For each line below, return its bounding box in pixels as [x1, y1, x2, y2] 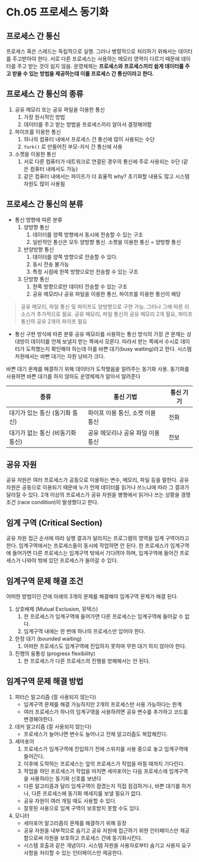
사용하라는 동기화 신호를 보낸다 [30, 775, 102, 782]
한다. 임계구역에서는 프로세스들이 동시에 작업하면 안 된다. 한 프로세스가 [6, 542, 169, 549]
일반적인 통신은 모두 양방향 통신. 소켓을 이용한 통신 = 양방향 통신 [32, 238, 181, 245]
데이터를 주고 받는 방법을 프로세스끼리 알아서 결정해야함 [23, 121, 152, 128]
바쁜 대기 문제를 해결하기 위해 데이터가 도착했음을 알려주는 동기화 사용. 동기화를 [6, 365, 190, 372]
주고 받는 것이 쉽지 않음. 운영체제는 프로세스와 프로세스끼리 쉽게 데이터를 [17, 63, 184, 69]
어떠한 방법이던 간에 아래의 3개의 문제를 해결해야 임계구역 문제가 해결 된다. [6, 593, 179, 600]
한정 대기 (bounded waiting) [14, 635, 82, 642]
